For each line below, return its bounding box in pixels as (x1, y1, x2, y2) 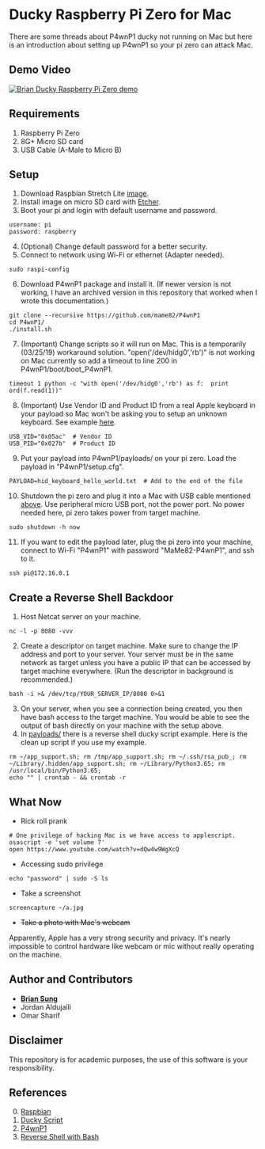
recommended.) (20, 675, 74, 684)
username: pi (9, 221, 52, 229)
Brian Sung (20, 994, 59, 1003)
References (9, 1086, 67, 1100)
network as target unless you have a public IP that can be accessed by (20, 658, 252, 668)
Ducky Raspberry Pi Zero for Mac (9, 6, 232, 24)
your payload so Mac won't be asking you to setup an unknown (20, 409, 228, 419)
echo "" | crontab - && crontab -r (9, 774, 127, 782)
